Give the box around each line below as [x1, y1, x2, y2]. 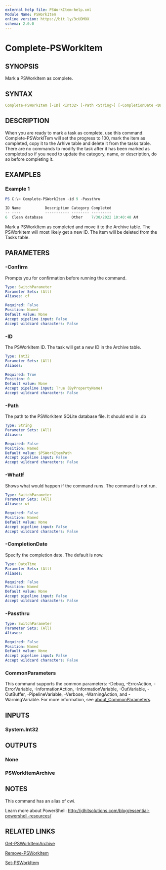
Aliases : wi [5, 502, 30, 507]
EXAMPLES [5, 171, 41, 179]
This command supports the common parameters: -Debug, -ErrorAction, [5, 681, 153, 687]
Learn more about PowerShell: [5, 807, 67, 813]
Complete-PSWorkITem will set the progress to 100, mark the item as [5, 135, 146, 141]
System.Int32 [5, 726, 39, 733]
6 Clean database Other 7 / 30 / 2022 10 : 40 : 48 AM [5, 215, 138, 220]
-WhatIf [5, 471, 25, 478]
